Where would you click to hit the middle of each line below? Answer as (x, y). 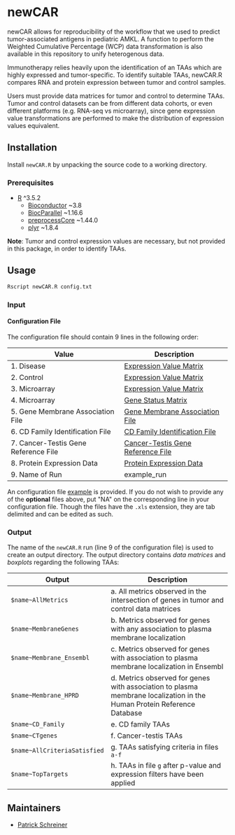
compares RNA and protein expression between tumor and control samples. (116, 82)
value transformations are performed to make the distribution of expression (116, 118)
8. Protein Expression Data (54, 463)
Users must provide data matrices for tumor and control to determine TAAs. (116, 96)
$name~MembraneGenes (45, 629)
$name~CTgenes (34, 736)
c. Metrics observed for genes (160, 650)
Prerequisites (30, 183)
